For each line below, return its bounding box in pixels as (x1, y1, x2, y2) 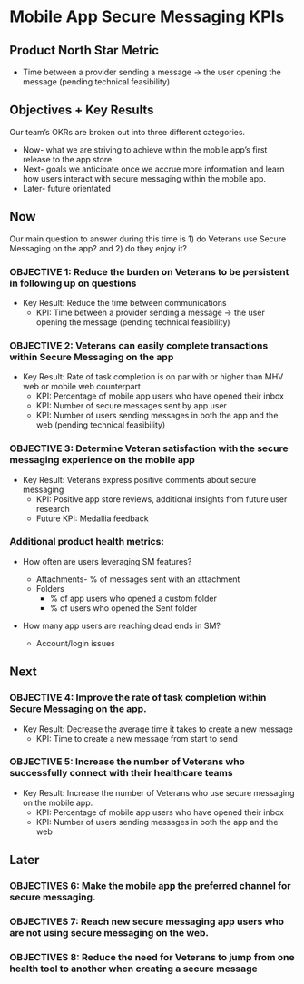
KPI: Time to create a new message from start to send (35, 733, 238, 743)
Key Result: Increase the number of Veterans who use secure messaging (22, 787, 295, 798)
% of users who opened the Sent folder (49, 602, 198, 614)
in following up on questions (9, 277, 137, 290)
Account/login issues (35, 637, 115, 648)
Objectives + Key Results (9, 103, 154, 118)
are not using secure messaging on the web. (9, 927, 210, 940)
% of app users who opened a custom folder (49, 593, 218, 604)
